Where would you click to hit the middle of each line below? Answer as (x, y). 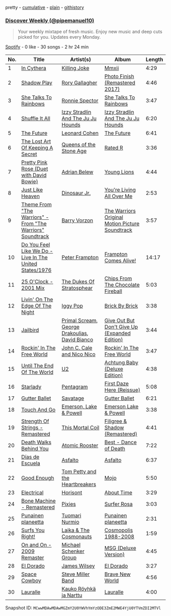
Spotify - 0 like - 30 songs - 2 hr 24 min (47, 47)
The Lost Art (36, 141)
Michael (71, 545)
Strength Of (35, 421)
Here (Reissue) (122, 390)
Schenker (73, 551)
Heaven (30, 196)
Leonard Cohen (80, 133)
